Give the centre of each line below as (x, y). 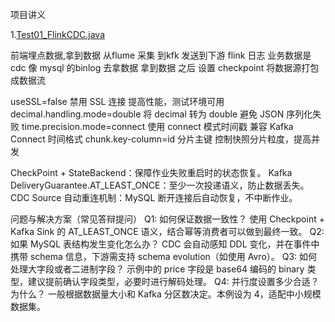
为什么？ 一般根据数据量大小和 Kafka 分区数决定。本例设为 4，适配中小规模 (166, 294)
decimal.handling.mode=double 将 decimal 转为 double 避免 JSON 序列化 (161, 114)
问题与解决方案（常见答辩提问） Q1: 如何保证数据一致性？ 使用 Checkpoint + (167, 219)
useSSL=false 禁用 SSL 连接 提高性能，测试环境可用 (117, 101)
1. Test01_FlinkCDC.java (58, 34)
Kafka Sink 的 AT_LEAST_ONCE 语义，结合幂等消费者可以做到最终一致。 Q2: (167, 231)
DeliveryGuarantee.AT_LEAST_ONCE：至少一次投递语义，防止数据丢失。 (160, 185)
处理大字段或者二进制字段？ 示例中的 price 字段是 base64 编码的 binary (157, 269)
